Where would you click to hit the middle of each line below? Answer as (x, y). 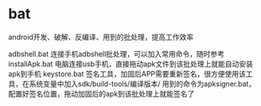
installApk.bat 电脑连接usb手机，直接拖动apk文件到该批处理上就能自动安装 (130, 64)
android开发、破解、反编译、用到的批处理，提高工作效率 (101, 37)
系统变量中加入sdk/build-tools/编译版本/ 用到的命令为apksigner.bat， (142, 84)
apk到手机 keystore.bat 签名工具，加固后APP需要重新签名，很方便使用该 (127, 73)
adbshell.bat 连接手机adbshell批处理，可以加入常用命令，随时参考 (117, 53)
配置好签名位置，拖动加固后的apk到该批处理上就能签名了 (101, 93)
